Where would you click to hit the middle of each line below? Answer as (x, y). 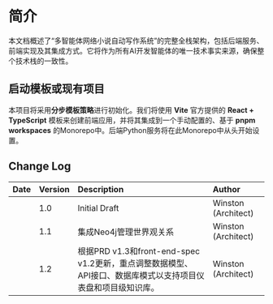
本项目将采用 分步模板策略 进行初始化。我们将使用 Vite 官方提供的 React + (131, 109)
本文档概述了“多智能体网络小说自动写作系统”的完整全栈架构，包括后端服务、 (136, 41)
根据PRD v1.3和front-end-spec (139, 250)
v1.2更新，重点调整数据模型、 (135, 263)
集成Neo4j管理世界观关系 (126, 232)
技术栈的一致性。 (44, 61)
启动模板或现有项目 (56, 89)
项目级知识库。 (131, 287)
